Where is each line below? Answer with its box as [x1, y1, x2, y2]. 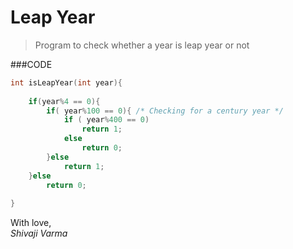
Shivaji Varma [10, 227, 68, 240]
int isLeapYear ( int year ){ [10, 77, 123, 88]
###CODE [10, 58, 53, 70]
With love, [10, 217, 52, 229]
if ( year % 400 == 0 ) [63, 115, 150, 125]
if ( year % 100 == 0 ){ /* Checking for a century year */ [46, 106, 284, 116]
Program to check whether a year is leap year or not [34, 39, 250, 51]
